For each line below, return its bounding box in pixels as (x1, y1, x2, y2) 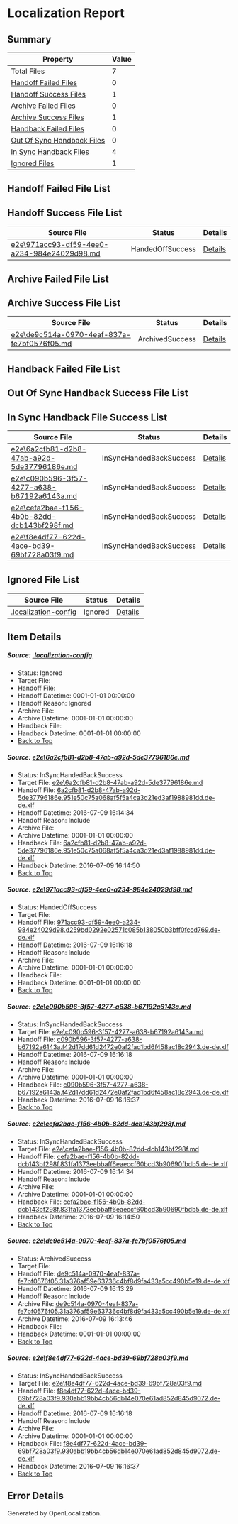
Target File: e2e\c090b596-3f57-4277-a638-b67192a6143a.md (17, 1028, 204, 1036)
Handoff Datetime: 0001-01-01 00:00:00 (17, 691, 135, 700)
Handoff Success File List (7, 207, 123, 219)
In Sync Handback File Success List (7, 411, 168, 423)
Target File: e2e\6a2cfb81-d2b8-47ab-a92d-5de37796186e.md (17, 779, 203, 787)
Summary (7, 33, 52, 45)
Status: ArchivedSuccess (17, 1254, 91, 1263)
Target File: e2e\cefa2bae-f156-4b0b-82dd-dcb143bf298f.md (17, 1145, 200, 1153)
